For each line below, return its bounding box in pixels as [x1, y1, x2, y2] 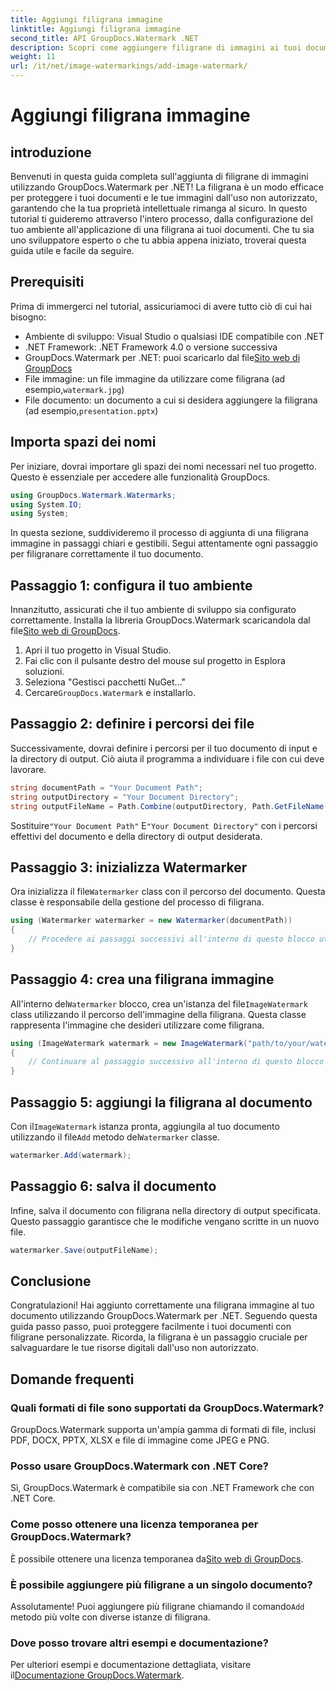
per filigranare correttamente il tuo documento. [10, 548, 204, 560]
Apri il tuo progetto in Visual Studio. [24, 644, 172, 656]
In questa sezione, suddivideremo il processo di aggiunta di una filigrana [10, 527, 309, 539]
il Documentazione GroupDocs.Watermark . [10, 1669, 185, 1681]
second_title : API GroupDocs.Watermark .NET [10, 33, 199, 43]
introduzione [10, 144, 92, 161]
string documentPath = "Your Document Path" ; [10, 782, 203, 793]
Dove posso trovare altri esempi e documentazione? [10, 1636, 269, 1650]
